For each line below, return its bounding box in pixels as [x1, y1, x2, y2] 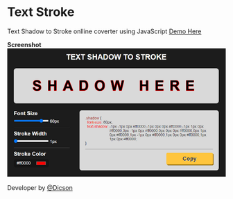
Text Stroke [7, 4, 75, 20]
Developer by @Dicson [7, 183, 73, 191]
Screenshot [7, 40, 42, 49]
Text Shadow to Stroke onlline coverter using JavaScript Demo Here [7, 27, 202, 35]
